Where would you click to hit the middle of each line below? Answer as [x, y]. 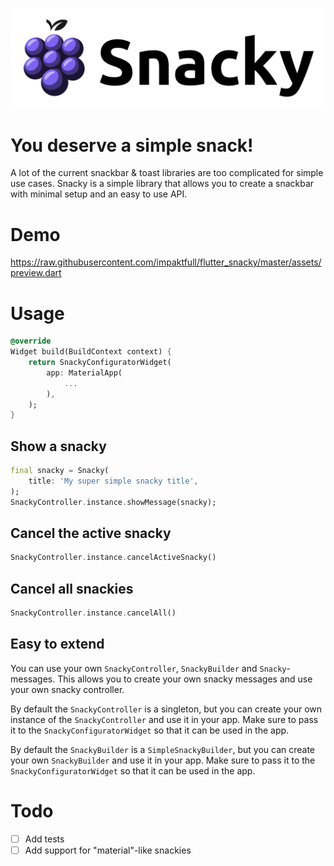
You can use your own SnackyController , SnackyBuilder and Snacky [148, 668]
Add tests [44, 839]
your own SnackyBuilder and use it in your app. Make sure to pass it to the [163, 760]
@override [31, 341]
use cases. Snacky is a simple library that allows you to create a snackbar [162, 184]
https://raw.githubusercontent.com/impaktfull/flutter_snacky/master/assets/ [166, 262]
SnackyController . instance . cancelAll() [93, 613]
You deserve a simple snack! [132, 145]
